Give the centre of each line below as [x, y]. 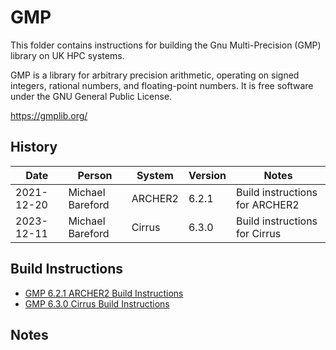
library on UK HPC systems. [67, 55]
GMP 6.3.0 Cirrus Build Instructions [97, 303]
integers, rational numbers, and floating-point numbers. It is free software [162, 85]
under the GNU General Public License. [91, 96]
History [34, 147]
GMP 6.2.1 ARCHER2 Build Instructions [104, 293]
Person [95, 175]
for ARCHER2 [268, 204]
